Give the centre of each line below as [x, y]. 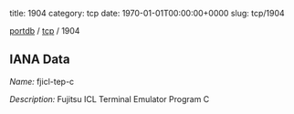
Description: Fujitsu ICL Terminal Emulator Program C [110, 98]
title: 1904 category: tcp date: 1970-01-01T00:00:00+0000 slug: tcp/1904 [147, 13]
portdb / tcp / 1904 [45, 31]
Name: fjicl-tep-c [42, 81]
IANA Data [40, 60]
